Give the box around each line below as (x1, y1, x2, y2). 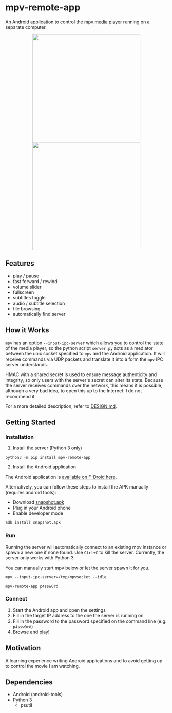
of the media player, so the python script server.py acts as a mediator (5, 345, 153, 351)
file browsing (12, 305, 41, 312)
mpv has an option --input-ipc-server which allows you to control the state (5, 340, 164, 346)
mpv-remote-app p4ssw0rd (5, 584, 59, 589)
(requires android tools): (5, 490, 56, 496)
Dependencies (5, 678, 53, 687)
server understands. (5, 361, 48, 367)
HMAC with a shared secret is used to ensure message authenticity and (5, 371, 157, 378)
